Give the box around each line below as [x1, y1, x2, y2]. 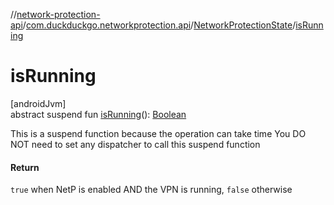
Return [10, 161, 40, 173]
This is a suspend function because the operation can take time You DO [10, 127, 307, 139]
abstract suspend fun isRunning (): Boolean [10, 108, 187, 120]
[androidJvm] [10, 97, 67, 109]
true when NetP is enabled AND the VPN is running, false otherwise [10, 184, 293, 196]
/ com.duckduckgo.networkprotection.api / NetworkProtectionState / [22, 19, 297, 31]
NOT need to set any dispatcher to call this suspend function [10, 138, 261, 150]
